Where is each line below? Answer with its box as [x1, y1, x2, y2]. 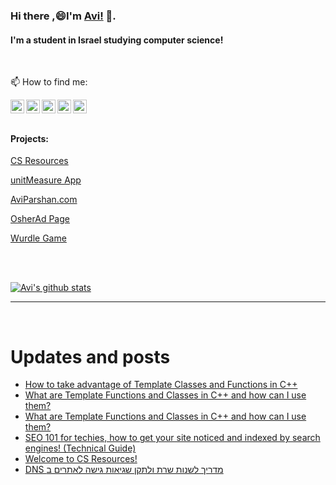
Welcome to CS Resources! [24, 453, 138, 465]
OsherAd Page [10, 213, 70, 225]
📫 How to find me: [10, 76, 88, 88]
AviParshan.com [10, 194, 78, 206]
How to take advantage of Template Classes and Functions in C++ [24, 379, 298, 391]
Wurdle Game [10, 232, 67, 244]
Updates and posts [10, 345, 171, 368]
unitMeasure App [10, 174, 82, 186]
